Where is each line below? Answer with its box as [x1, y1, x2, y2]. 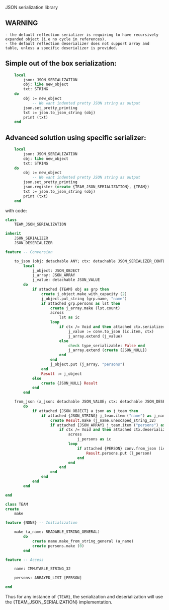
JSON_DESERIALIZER [14, 241, 53, 246]
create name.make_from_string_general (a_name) [32, 538, 134, 544]
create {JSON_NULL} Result [41, 380, 98, 385]
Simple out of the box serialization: [5, 59, 117, 68]
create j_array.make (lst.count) [50, 305, 121, 311]
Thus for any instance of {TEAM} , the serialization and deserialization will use [5, 594, 163, 600]
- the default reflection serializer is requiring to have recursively [5, 32, 158, 37]
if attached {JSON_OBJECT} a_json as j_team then [32, 408, 138, 413]
